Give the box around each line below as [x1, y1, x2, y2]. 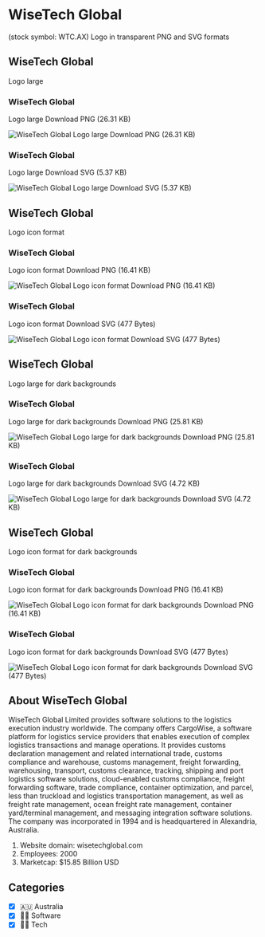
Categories [8, 880, 65, 894]
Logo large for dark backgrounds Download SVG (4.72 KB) [8, 478, 201, 488]
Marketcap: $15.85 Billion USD [19, 857, 119, 867]
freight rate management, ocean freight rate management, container [8, 800, 232, 809]
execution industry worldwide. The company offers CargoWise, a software [8, 723, 252, 733]
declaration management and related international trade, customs [8, 749, 223, 758]
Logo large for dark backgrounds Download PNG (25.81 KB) [8, 416, 204, 426]
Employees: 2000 [19, 849, 78, 859]
